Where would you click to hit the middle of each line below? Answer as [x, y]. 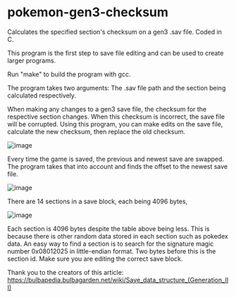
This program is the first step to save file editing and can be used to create [116, 53]
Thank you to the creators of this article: [66, 272]
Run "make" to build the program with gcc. [69, 74]
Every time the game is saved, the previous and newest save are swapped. [116, 159]
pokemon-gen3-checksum [88, 12]
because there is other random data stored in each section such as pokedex [118, 236]
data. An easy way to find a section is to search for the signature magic [111, 244]
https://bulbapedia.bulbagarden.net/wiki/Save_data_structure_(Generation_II [118, 280]
